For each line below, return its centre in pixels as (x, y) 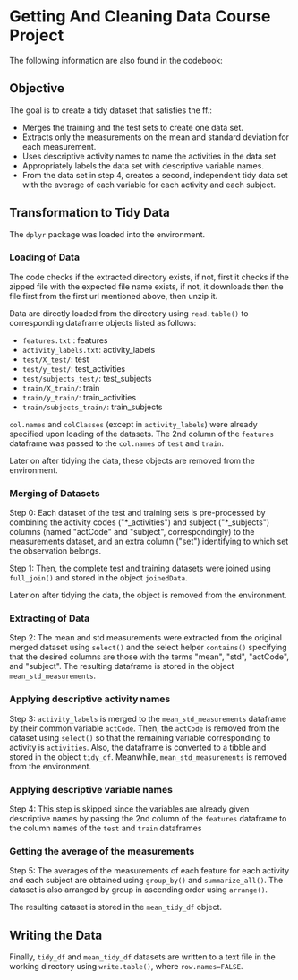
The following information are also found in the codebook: (116, 60)
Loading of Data (45, 257)
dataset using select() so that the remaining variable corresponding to (140, 737)
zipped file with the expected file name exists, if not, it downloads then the (146, 286)
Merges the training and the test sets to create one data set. (132, 127)
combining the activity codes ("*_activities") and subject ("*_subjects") (140, 522)
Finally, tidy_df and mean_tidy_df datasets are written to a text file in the (142, 957)
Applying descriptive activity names (90, 699)
